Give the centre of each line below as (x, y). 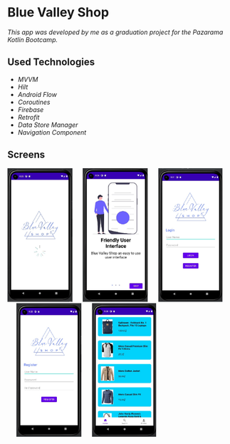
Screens (26, 155)
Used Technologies (51, 62)
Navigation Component (52, 132)
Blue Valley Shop (58, 12)
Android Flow (37, 94)
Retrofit (28, 117)
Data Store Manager (48, 125)
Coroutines (34, 102)
